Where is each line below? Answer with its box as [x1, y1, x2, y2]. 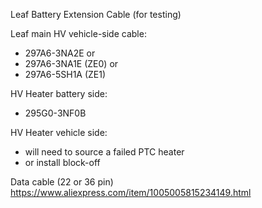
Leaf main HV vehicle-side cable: [10, 28, 147, 39]
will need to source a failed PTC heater [24, 146, 185, 158]
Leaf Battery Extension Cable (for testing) [10, 9, 182, 20]
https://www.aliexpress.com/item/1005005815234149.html [10, 187, 252, 198]
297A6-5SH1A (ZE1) [24, 69, 107, 80]
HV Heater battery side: [10, 88, 108, 99]
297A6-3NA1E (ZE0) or [24, 58, 119, 69]
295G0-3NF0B [24, 107, 87, 119]
